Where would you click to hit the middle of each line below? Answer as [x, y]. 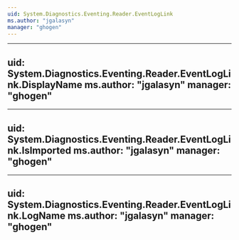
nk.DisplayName [45, 85]
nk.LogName [37, 216]
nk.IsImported [39, 150]
